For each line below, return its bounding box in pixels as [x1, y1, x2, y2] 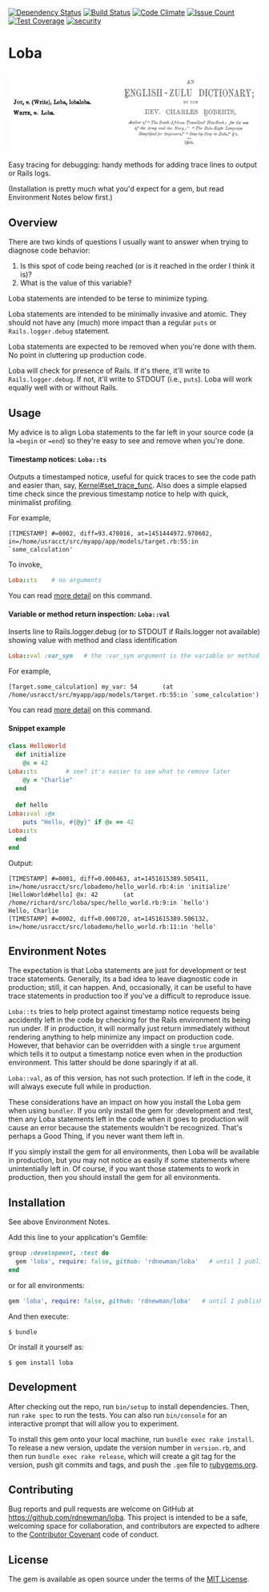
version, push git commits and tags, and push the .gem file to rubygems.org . [8, 1460, 259, 1469]
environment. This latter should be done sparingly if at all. [8, 1058, 199, 1068]
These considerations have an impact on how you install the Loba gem [8, 1097, 242, 1107]
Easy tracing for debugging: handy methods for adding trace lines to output [8, 160, 258, 170]
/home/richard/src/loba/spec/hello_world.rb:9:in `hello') [8, 899, 210, 907]
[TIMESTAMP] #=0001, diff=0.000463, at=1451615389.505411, [8, 875, 210, 883]
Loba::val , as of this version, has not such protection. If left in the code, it [8, 1073, 251, 1083]
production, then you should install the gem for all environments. [8, 1173, 222, 1182]
